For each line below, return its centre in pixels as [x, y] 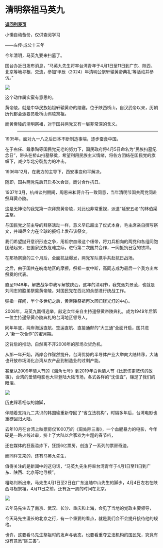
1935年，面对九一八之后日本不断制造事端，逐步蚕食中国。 [63, 138]
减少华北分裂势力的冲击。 [43, 161]
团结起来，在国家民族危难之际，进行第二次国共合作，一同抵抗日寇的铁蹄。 [79, 247]
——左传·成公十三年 [25, 45]
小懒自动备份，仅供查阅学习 [33, 34]
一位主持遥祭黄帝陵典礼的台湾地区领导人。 [48, 317]
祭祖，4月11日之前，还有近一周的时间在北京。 [63, 488]
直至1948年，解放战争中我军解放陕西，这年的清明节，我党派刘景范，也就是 [80, 284]
